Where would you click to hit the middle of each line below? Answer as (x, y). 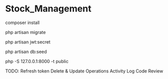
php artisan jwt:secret (28, 42)
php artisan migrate (26, 32)
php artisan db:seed (26, 51)
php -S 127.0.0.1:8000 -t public (37, 61)
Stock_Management (48, 9)
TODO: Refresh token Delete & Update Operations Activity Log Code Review (84, 71)
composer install (22, 22)
